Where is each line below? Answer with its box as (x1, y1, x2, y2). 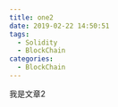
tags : (9, 29, 29, 38)
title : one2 (9, 12, 54, 22)
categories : (9, 54, 54, 63)
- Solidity (17, 37, 58, 47)
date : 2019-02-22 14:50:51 (9, 21, 110, 30)
